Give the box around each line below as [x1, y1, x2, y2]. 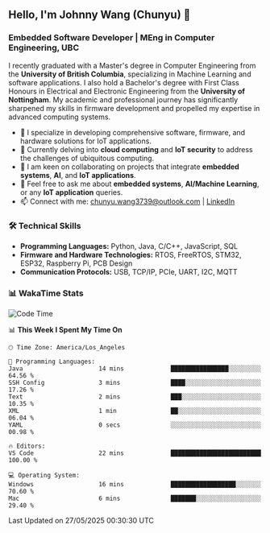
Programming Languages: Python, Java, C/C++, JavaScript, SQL [19, 241, 239, 250]
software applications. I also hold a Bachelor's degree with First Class [8, 77, 239, 87]
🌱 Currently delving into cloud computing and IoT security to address [19, 144, 253, 154]
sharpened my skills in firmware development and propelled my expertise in [8, 103, 260, 113]
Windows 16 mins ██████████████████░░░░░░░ [8, 481, 262, 489]
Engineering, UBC [8, 42, 79, 53]
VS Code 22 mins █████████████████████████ [8, 449, 262, 457]
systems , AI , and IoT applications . [19, 170, 136, 180]
